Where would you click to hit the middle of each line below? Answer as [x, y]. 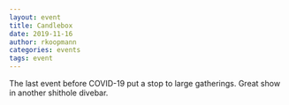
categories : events [45, 50]
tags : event [31, 58]
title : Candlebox [41, 26]
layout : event [35, 17]
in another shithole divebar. [59, 93]
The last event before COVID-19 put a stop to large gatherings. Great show [145, 83]
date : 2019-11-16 [41, 34]
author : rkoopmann [43, 42]
